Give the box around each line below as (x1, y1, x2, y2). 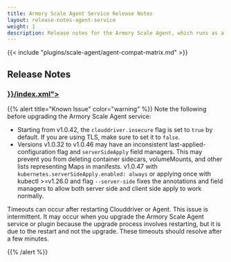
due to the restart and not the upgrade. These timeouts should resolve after (7, 227, 223, 235)
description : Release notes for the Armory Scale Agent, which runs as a (7, 29, 225, 37)
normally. (17, 191, 44, 200)
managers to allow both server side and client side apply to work (17, 184, 202, 192)
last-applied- (169, 140, 206, 149)
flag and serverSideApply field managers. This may (57, 147, 203, 156)
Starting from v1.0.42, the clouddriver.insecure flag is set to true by (17, 125, 213, 133)
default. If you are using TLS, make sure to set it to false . (17, 133, 181, 141)
